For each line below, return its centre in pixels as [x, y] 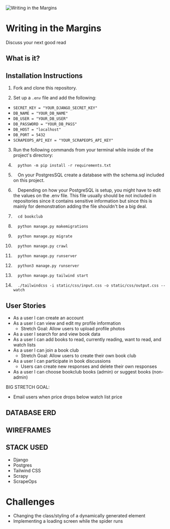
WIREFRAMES [28, 430]
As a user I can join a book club [46, 350]
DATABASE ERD [31, 413]
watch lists [24, 345]
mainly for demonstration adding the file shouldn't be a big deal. [80, 206]
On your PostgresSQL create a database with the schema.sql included [91, 175]
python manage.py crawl [43, 246]
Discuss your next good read [36, 42]
